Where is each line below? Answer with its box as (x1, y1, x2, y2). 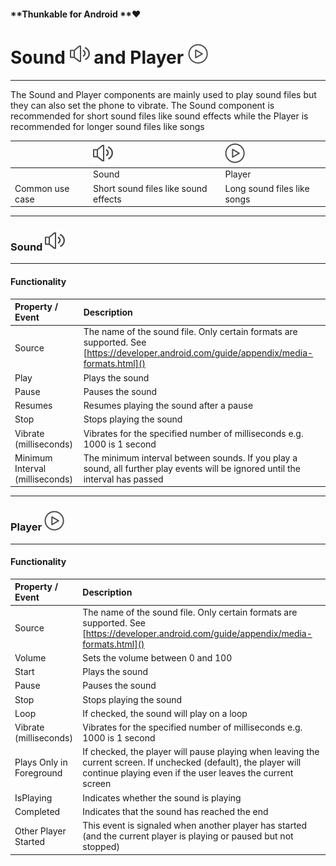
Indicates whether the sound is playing (82, 791, 242, 804)
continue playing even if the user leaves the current (82, 767, 294, 779)
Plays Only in (14, 756, 68, 769)
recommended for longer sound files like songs (10, 120, 205, 132)
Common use (14, 182, 70, 194)
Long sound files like (224, 182, 310, 194)
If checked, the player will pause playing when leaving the (82, 746, 320, 758)
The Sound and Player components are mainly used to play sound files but (10, 88, 317, 100)
